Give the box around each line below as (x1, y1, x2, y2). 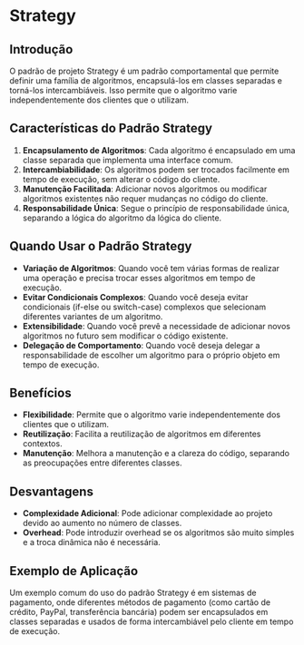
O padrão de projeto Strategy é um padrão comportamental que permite (9, 65, 279, 76)
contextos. (22, 438, 63, 449)
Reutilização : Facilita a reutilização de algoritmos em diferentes (22, 428, 261, 440)
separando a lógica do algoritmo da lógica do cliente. (22, 212, 222, 223)
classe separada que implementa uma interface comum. (22, 154, 233, 165)
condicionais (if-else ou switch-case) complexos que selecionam (22, 301, 267, 312)
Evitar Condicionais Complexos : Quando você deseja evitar (22, 291, 249, 302)
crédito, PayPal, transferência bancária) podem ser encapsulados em (9, 607, 269, 618)
